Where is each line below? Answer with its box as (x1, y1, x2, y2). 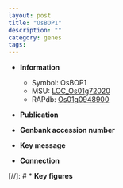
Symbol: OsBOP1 (31, 78, 87, 88)
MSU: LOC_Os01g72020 (31, 86, 111, 96)
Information (19, 62, 60, 72)
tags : (8, 41, 26, 49)
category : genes (8, 33, 62, 42)
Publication (19, 110, 59, 119)
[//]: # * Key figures (8, 171, 73, 181)
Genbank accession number (19, 126, 115, 135)
